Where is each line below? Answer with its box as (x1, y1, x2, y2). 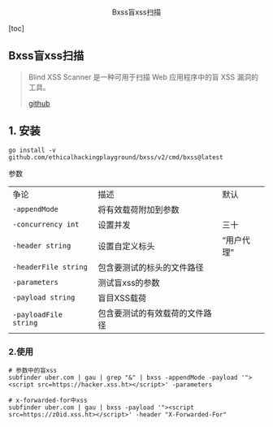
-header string (12, 241, 71, 250)
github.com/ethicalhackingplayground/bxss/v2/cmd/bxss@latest (8, 153, 223, 162)
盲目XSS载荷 (97, 292, 147, 304)
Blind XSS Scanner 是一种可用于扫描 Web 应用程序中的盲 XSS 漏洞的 (28, 71, 258, 82)
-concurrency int (12, 219, 80, 229)
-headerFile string (12, 262, 88, 271)
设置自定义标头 (97, 240, 155, 252)
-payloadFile (12, 310, 63, 319)
